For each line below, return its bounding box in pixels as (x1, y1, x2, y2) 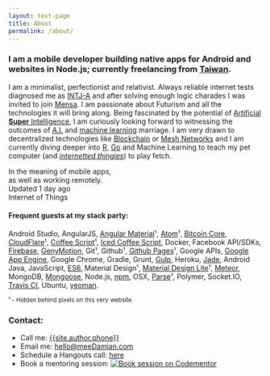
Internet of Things (8, 192, 69, 202)
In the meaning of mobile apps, (8, 167, 111, 176)
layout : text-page (8, 11, 70, 20)
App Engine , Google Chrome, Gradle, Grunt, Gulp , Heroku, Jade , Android (8, 254, 251, 264)
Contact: (8, 315, 44, 326)
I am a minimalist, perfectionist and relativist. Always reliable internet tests (8, 82, 254, 91)
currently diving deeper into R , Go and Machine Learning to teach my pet (8, 142, 251, 152)
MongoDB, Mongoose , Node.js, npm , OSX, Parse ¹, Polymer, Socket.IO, (8, 272, 243, 281)
